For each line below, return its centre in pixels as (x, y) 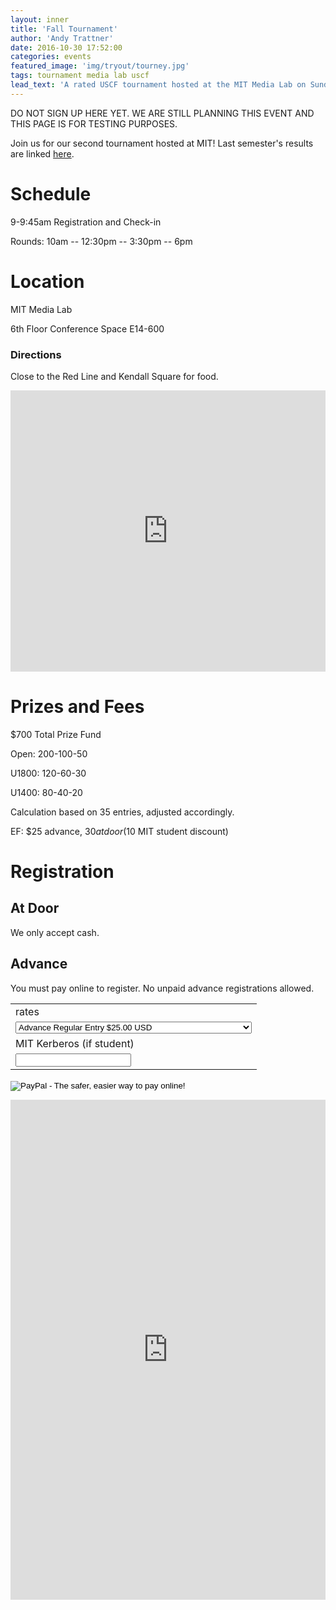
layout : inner (40, 19)
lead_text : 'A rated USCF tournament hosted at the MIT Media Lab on (158, 85)
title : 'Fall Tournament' (64, 29)
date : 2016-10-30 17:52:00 (66, 47)
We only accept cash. (55, 932)
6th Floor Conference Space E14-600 (87, 328)
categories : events (51, 57)
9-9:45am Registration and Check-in (86, 222)
